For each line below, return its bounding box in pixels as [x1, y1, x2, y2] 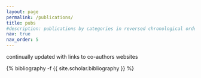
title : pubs [6, 20, 36, 26]
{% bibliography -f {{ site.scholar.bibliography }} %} [6, 65, 135, 72]
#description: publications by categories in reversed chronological [6, 25, 184, 32]
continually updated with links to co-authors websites [6, 53, 139, 60]
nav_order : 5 [6, 37, 39, 43]
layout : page [6, 8, 39, 15]
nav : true [6, 31, 31, 37]
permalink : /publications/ [6, 14, 74, 20]
